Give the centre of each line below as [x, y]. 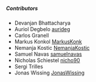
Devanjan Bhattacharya [42, 23]
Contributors [22, 8]
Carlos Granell [32, 35]
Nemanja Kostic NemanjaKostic [52, 47]
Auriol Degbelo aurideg [42, 29]
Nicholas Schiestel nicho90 [47, 60]
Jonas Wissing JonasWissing [49, 73]
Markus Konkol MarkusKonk [48, 42]
